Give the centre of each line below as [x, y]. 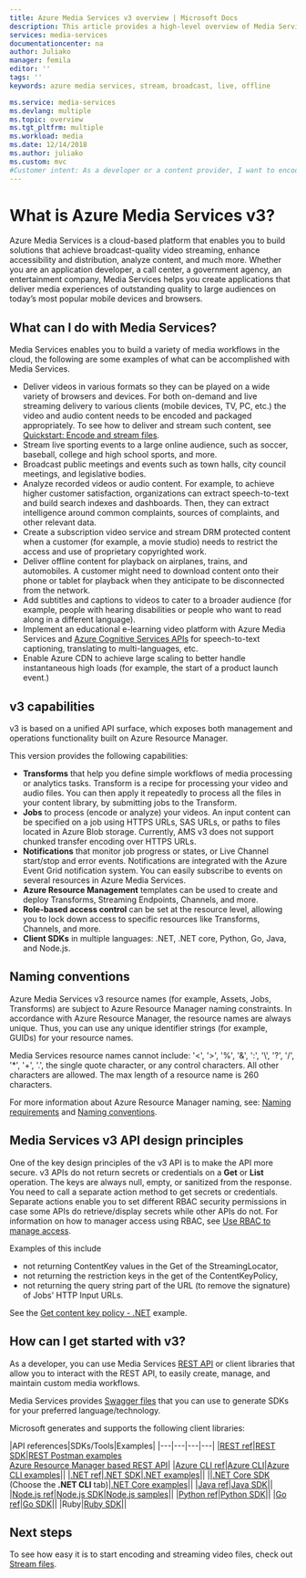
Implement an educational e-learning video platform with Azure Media [154, 629]
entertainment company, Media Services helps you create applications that [150, 279]
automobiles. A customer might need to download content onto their [151, 571]
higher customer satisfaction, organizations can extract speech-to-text [156, 493]
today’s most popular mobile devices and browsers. [106, 299]
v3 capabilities [52, 706]
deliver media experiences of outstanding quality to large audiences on [143, 289]
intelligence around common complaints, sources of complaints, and [151, 513]
